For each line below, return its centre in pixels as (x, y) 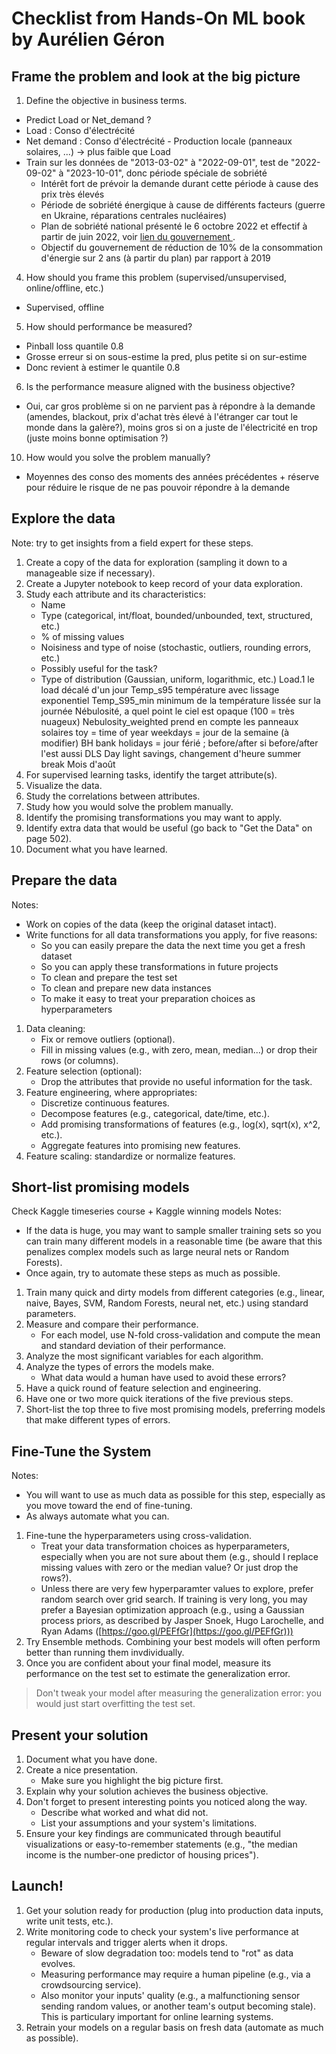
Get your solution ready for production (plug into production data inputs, (174, 1910)
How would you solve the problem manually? (118, 457)
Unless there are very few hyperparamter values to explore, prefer (177, 1589)
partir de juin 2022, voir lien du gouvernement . (138, 236)
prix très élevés (72, 194)
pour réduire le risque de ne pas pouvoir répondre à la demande (158, 487)
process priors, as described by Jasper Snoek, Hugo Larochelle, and (182, 1621)
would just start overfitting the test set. (115, 1704)
